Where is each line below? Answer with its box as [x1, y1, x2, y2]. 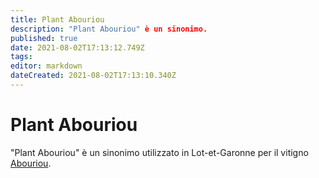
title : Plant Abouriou [10, 14, 105, 25]
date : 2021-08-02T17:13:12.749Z [10, 42, 145, 53]
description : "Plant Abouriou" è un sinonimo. [10, 24, 208, 34]
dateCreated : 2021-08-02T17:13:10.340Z [10, 71, 177, 81]
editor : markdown [10, 61, 83, 71]
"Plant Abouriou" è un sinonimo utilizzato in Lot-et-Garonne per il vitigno [10, 146, 309, 158]
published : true [10, 33, 78, 43]
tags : [10, 52, 33, 62]
